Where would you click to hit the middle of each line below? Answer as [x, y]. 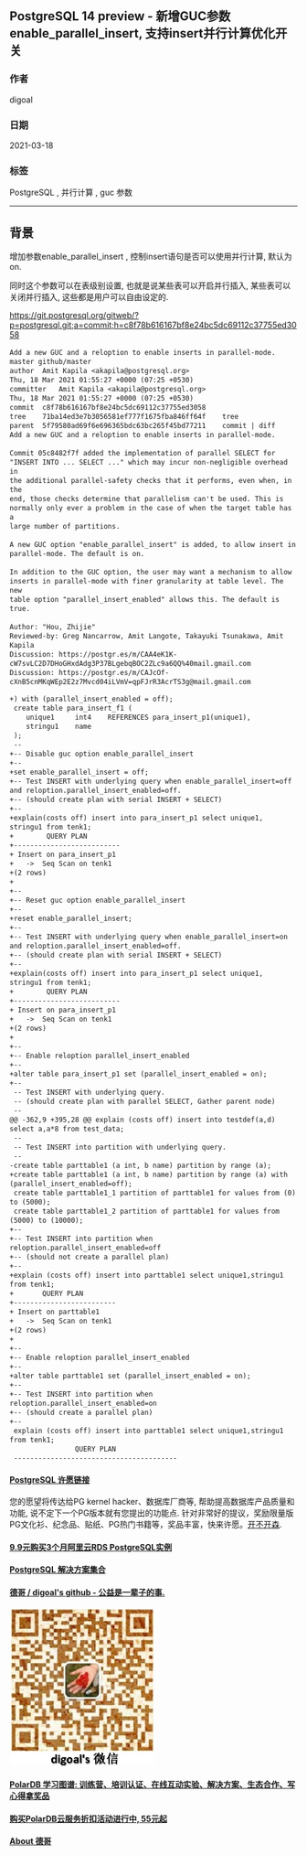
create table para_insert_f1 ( [73, 708]
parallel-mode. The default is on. [77, 554]
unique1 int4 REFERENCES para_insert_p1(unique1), [138, 718]
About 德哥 [31, 1841]
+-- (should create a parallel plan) [81, 1413]
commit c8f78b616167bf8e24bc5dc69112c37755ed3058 [108, 408]
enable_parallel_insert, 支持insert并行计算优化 [143, 33]
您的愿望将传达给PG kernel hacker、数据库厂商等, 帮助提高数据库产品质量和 [152, 1502]
